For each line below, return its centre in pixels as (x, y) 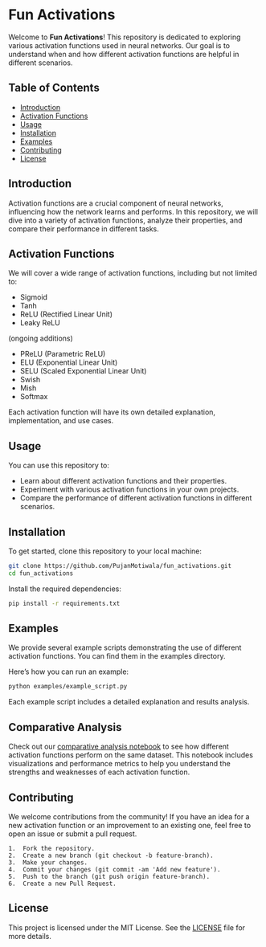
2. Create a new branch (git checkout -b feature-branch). (111, 855)
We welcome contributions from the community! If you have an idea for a (129, 816)
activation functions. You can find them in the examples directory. (117, 656)
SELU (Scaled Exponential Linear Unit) (83, 371)
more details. (30, 936)
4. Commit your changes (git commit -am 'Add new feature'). (115, 869)
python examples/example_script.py (68, 687)
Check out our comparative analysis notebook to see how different (119, 747)
